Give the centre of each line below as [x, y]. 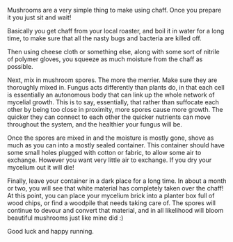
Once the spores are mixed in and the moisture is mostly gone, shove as [111, 138]
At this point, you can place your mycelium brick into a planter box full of [111, 195]
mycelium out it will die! [41, 167]
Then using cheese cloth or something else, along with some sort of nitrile [114, 52]
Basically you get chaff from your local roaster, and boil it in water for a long [116, 31]
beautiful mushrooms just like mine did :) [65, 218]
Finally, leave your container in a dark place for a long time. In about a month [117, 181]
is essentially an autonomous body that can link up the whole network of [111, 95]
